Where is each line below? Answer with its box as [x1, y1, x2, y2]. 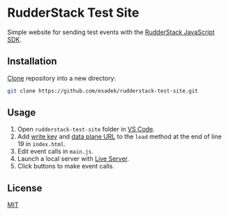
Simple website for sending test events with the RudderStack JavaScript [7, 28, 215, 36]
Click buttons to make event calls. [17, 162, 115, 170]
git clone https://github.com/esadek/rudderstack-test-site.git [7, 87, 198, 95]
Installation [7, 56, 57, 67]
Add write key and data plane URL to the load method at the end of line [17, 132, 222, 141]
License [7, 182, 43, 194]
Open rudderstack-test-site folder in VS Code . [17, 125, 155, 134]
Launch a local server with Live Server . [17, 154, 129, 163]
